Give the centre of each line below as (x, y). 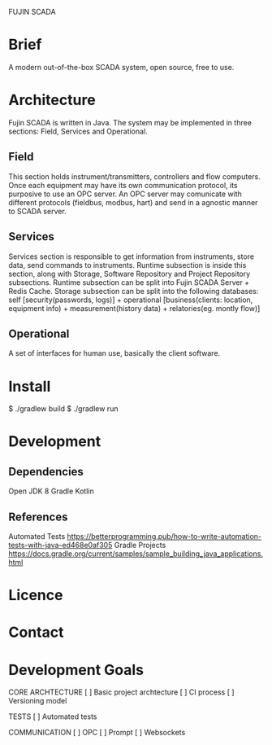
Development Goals (76, 670)
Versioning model (38, 701)
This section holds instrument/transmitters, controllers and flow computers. (135, 176)
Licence (36, 596)
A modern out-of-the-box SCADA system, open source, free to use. (121, 67)
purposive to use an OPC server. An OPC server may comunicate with (125, 194)
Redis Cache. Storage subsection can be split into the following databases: (134, 291)
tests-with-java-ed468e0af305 (60, 546)
